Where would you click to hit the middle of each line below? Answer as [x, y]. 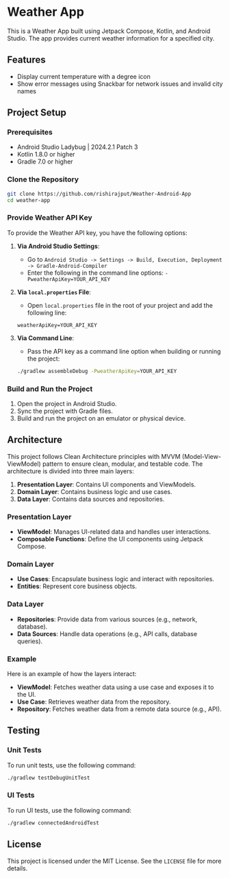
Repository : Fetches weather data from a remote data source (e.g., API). [119, 709]
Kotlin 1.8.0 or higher [46, 155]
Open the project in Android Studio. [67, 403]
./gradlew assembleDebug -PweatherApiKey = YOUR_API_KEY [97, 371]
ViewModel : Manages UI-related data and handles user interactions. [114, 532]
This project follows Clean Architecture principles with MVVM [94, 456]
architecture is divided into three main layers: [71, 471]
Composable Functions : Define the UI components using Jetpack [110, 539]
